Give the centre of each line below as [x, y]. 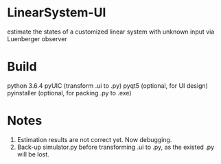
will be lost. [33, 154]
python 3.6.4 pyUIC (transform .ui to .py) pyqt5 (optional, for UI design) [107, 85]
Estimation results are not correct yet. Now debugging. [94, 139]
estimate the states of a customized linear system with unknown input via [111, 32]
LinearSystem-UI [57, 13]
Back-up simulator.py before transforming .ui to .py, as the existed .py [116, 147]
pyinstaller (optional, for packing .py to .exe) [69, 93]
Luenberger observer [37, 38]
